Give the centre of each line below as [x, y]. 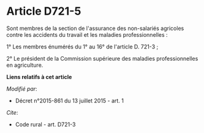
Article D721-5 [44, 11]
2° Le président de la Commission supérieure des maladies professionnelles [102, 58]
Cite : [12, 112]
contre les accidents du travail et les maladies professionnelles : [87, 34]
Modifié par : [22, 89]
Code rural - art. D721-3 [45, 124]
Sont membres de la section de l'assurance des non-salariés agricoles [95, 28]
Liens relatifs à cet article [39, 77]
